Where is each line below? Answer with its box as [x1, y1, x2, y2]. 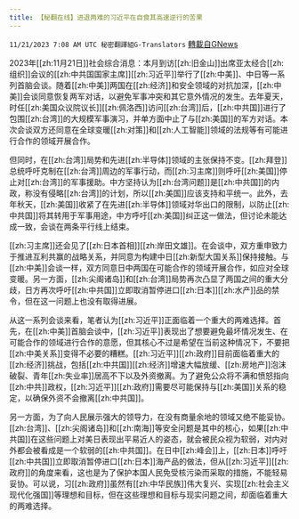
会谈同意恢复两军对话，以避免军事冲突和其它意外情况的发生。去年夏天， [22, 91, 288, 101]
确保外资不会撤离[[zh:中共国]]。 [32, 393, 149, 403]
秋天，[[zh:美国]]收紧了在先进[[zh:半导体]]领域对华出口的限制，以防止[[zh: [16, 199, 290, 209]
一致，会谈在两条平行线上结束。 [16, 221, 134, 231]
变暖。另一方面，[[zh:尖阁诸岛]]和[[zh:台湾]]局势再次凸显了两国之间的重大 [9, 273, 280, 284]
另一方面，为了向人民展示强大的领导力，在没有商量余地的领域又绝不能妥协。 [9, 411, 290, 422]
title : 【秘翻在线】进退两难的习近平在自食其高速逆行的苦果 [9, 12, 203, 22]
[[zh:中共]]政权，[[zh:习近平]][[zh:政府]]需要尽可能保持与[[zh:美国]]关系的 [9, 381, 279, 392]
